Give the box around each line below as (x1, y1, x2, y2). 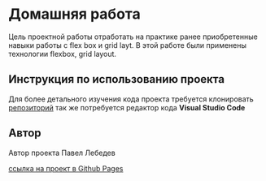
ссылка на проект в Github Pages (8, 163, 124, 173)
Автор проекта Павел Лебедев (8, 148, 116, 157)
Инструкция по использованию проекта (8, 72, 225, 86)
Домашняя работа (8, 5, 141, 24)
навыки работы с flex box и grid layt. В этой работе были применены (8, 40, 246, 50)
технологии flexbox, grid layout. (8, 49, 116, 58)
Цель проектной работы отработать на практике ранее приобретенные (8, 32, 258, 41)
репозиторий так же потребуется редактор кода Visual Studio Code (8, 102, 246, 112)
